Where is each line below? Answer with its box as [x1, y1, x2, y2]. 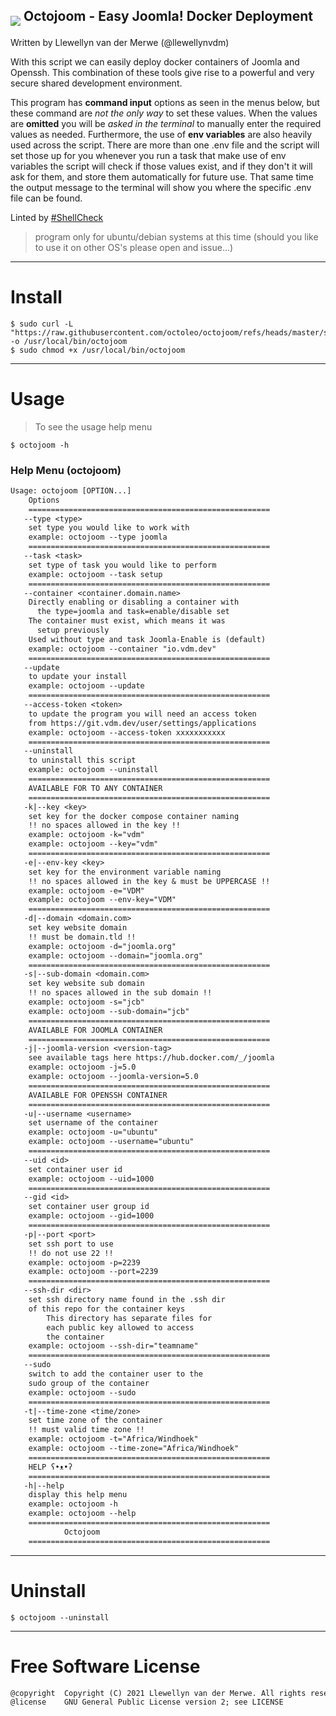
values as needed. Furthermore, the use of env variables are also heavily [10, 128, 313, 140]
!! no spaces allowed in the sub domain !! [28, 988, 213, 998]
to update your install [28, 672, 128, 682]
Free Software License [10, 1655, 201, 1678]
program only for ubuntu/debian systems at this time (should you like [34, 230, 319, 243]
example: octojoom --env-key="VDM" [28, 895, 177, 905]
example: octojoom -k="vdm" [28, 830, 145, 840]
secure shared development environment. [10, 77, 183, 89]
